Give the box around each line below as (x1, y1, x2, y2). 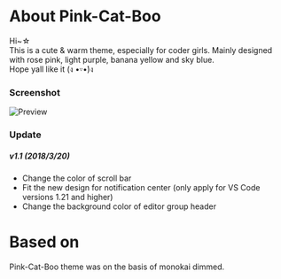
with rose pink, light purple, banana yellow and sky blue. (9, 54, 215, 65)
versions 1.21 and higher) (21, 192, 113, 203)
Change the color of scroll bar (21, 173, 132, 183)
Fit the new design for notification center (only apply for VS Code (21, 182, 261, 193)
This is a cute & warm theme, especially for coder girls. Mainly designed (9, 44, 273, 55)
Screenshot (9, 86, 60, 98)
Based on (9, 232, 80, 252)
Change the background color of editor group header (21, 201, 217, 212)
